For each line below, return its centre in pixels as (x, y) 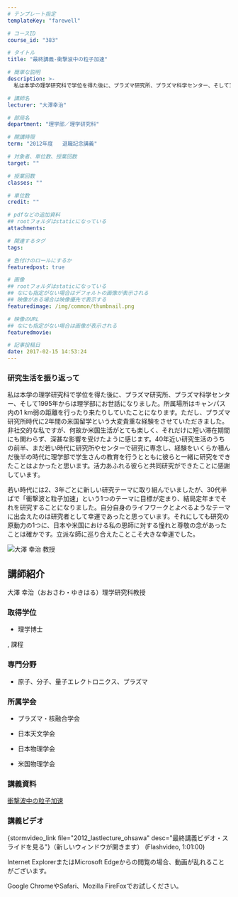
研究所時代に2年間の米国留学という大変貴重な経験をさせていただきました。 (118, 421)
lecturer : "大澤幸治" (37, 105)
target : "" (23, 163)
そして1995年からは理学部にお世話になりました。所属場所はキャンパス (123, 404)
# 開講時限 (21, 137)
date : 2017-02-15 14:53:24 (47, 352)
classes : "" (25, 183)
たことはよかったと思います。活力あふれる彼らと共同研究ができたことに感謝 (119, 466)
